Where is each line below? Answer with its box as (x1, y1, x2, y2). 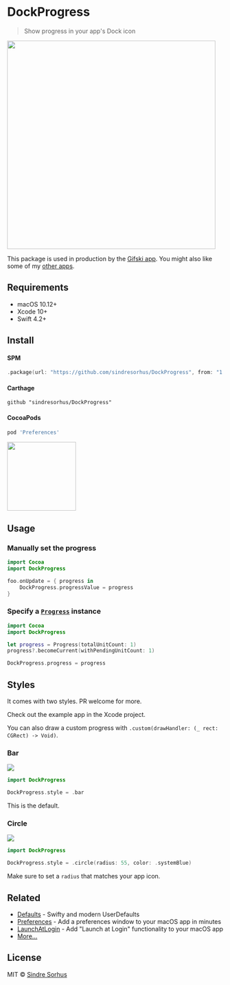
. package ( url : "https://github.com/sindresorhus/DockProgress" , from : (7, 369, 214, 376)
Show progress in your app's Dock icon (23, 27, 136, 35)
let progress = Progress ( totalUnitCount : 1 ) (7, 641, 137, 648)
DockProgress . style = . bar (7, 789, 84, 796)
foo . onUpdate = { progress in (7, 577, 94, 584)
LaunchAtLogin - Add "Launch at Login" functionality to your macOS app (16, 925, 224, 933)
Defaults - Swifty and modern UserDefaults (16, 910, 140, 918)
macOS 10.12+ (16, 300, 58, 308)
